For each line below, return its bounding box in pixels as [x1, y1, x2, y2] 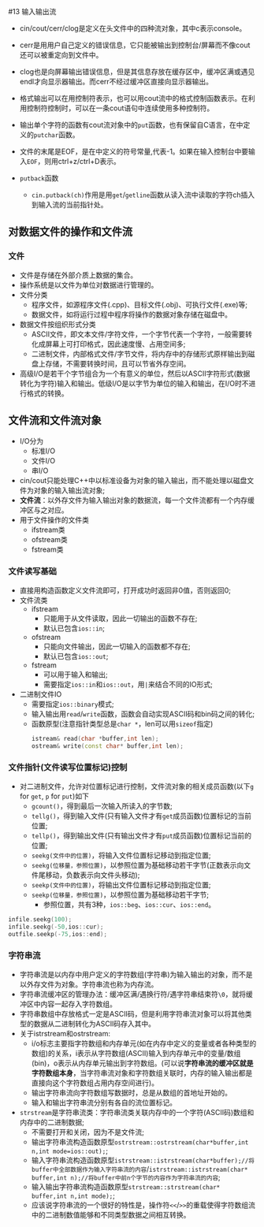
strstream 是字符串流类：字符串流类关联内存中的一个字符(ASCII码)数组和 [19, 1107, 255, 1117]
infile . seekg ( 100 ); [8, 915, 73, 924]
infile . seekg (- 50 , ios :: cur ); [8, 923, 104, 931]
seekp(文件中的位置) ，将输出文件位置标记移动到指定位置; [31, 879, 211, 889]
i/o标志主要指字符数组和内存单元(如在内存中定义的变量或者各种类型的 [31, 1039, 257, 1048]
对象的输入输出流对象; [33, 485, 106, 495]
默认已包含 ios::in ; [43, 623, 105, 633]
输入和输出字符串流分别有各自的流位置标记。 [31, 1098, 177, 1107]
